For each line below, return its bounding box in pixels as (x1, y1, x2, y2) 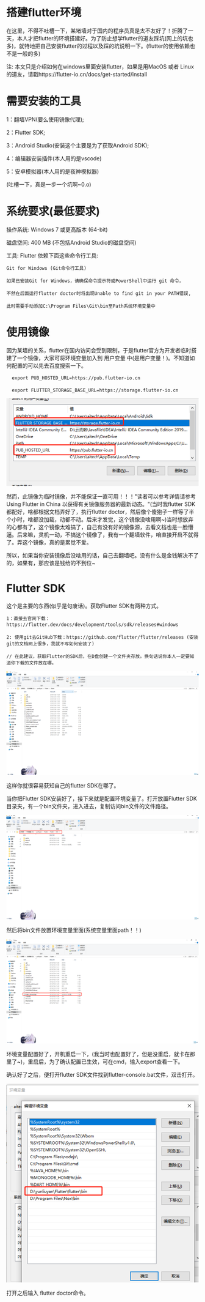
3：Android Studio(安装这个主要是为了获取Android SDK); (6, 141, 149, 149)
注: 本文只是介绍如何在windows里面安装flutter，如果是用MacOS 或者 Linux (6, 62, 194, 70)
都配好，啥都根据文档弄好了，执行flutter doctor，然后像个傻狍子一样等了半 (6, 508, 195, 516)
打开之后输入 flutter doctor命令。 (6, 1289, 90, 1296)
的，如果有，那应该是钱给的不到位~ (6, 559, 96, 567)
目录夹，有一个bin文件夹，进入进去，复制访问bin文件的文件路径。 (6, 803, 172, 810)
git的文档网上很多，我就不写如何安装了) (6, 641, 95, 647)
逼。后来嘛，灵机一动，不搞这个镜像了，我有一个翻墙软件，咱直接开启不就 (6, 531, 193, 538)
